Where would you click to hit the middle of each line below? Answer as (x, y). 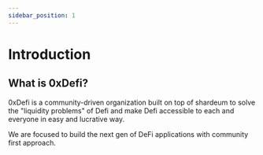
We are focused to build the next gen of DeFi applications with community (128, 134)
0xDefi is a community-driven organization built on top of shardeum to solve (132, 102)
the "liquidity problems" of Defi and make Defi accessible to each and (121, 110)
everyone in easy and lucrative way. (66, 119)
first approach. (32, 142)
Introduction (50, 54)
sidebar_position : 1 (42, 15)
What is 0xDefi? (48, 83)
